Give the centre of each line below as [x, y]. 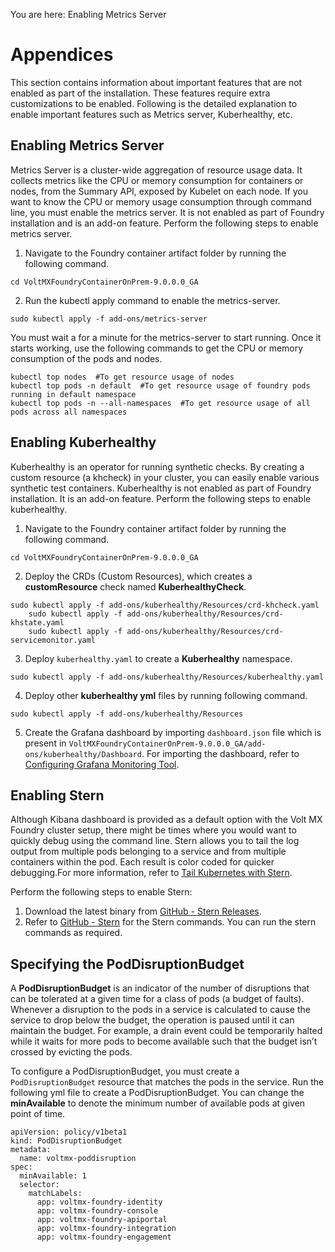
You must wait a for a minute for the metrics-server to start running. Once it [166, 337]
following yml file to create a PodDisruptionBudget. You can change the [157, 1093]
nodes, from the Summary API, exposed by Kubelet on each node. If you [159, 191]
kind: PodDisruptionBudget [66, 1141]
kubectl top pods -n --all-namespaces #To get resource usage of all [160, 403]
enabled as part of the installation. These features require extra [140, 93]
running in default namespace [73, 394]
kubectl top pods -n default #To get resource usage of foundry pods [160, 385]
